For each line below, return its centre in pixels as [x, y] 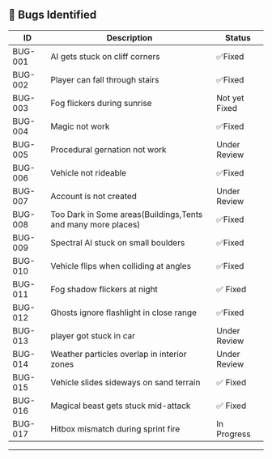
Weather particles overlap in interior [119, 354]
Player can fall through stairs [105, 79]
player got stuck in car [93, 335]
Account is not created [94, 196]
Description [130, 37]
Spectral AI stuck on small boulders [118, 242]
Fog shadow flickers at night [104, 289]
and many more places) [96, 224]
